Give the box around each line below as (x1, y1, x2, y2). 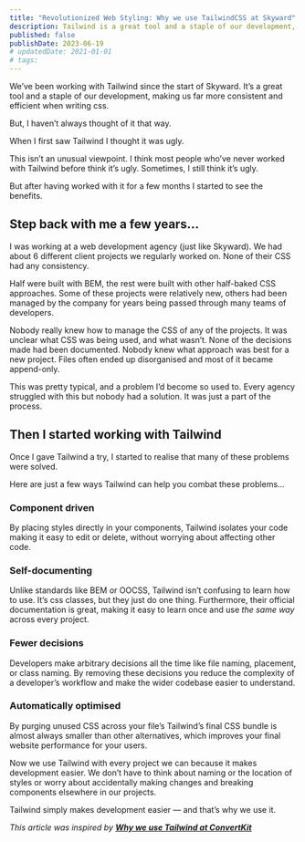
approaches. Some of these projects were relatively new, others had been (9, 287, 288, 298)
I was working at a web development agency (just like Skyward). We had (9, 241, 283, 252)
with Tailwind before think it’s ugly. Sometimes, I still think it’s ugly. (9, 163, 258, 173)
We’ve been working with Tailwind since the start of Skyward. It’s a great (9, 81, 283, 91)
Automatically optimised (9, 700, 121, 712)
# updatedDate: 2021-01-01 (9, 47, 112, 57)
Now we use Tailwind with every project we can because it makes (9, 757, 258, 768)
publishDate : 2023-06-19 (9, 38, 104, 48)
